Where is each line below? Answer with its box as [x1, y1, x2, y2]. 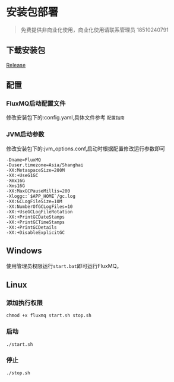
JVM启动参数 [6, 130, 45, 138]
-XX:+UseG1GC [6, 172, 39, 178]
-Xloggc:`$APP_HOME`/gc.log [6, 193, 76, 199]
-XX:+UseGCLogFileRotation [6, 209, 73, 214]
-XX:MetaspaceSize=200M [6, 167, 65, 173]
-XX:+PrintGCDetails [6, 224, 58, 231]
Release [6, 61, 26, 68]
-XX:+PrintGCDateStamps [6, 214, 65, 220]
